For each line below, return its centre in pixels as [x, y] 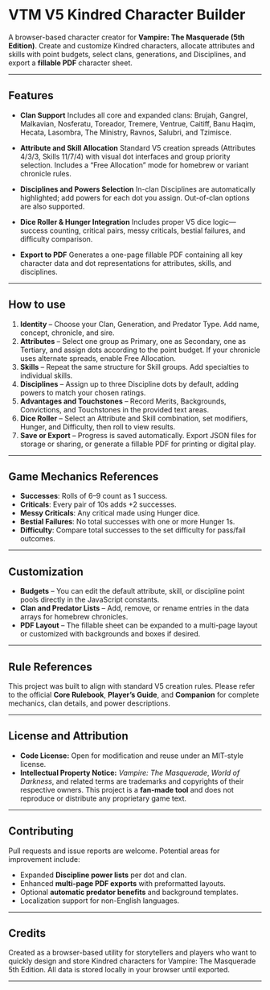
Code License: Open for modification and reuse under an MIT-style [131, 756]
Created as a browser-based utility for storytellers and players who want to [133, 953]
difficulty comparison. [56, 238]
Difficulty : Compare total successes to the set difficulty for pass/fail [133, 530]
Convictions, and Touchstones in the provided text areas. [115, 409]
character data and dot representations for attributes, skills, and [125, 263]
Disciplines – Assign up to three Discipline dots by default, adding [129, 383]
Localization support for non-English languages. [100, 901]
